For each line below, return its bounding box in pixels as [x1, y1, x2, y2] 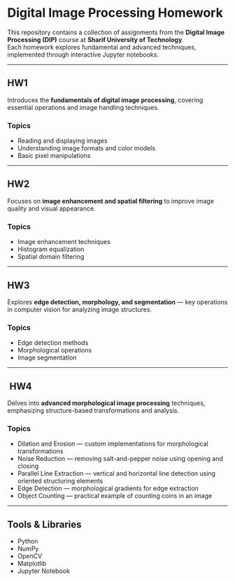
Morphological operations [17, 346, 92, 355]
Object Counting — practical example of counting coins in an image [17, 492, 213, 500]
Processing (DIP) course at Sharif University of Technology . [7, 35, 184, 43]
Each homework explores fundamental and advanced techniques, [7, 43, 197, 51]
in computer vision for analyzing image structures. [7, 305, 152, 313]
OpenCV [17, 552, 43, 560]
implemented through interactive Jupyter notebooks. [7, 50, 159, 59]
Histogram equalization [17, 245, 85, 253]
